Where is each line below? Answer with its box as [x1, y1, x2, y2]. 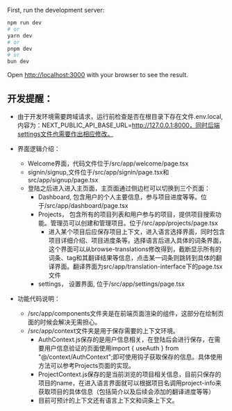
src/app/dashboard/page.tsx [46, 201, 129, 209]
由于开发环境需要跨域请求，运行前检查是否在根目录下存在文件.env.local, [17, 112, 224, 120]
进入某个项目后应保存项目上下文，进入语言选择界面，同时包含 [48, 227, 226, 236]
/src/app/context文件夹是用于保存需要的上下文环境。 [27, 326, 179, 335]
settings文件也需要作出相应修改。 [17, 129, 114, 138]
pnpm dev [7, 45, 33, 52]
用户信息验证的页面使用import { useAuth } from [44, 344, 179, 352]
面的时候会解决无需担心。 [27, 318, 101, 326]
